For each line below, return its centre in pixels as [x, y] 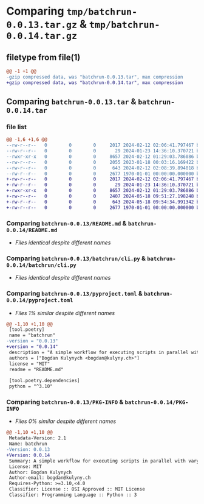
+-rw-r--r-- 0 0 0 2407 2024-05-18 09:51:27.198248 [100, 196]
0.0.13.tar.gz [42, 25]
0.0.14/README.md [32, 230]
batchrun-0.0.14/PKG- [157, 403]
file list [17, 127]
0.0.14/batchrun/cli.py [42, 265]
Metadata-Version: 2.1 [38, 438]
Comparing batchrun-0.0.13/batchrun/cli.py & [76, 258]
